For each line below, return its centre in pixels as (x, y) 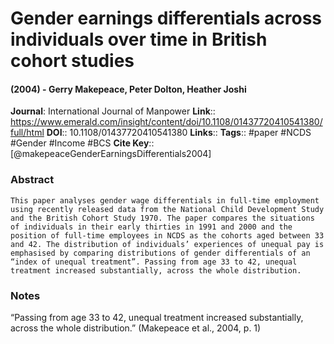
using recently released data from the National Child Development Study (167, 209)
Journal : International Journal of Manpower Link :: (113, 111)
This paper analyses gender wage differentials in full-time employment (165, 200)
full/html (27, 133)
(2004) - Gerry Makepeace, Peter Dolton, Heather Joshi (128, 89)
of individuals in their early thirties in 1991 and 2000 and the (151, 227)
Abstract (32, 180)
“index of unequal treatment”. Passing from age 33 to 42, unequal (154, 262)
